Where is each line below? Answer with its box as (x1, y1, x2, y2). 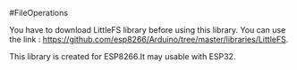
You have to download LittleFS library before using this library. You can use (9, 25, 286, 35)
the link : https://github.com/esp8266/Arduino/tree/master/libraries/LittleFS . (9, 35, 289, 44)
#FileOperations (9, 8, 69, 18)
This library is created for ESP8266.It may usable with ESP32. (9, 51, 236, 61)
